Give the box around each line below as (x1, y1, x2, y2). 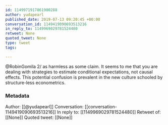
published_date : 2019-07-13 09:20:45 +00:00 (5, 17, 100, 22)
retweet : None (5, 31, 35, 36)
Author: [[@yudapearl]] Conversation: (5, 103, 84, 109)
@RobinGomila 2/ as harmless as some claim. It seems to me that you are (5, 63, 158, 69)
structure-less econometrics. (5, 79, 66, 86)
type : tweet (5, 40, 30, 46)
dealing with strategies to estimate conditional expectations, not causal (5, 69, 153, 75)
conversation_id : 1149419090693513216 (5, 21, 87, 27)
